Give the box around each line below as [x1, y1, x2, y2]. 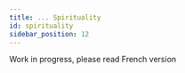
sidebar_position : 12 [9, 29, 90, 38]
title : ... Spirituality [9, 12, 101, 22]
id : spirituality [9, 21, 74, 30]
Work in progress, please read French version [9, 54, 177, 65]
